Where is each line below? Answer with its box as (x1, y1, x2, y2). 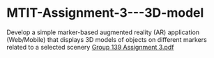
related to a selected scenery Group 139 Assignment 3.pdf (6, 43, 174, 51)
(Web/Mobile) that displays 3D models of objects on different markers (6, 35, 207, 43)
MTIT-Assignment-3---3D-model (6, 5, 204, 21)
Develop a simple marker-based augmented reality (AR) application (6, 28, 200, 36)
